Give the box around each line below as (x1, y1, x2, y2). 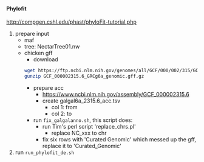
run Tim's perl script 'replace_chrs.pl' (42, 123, 136, 130)
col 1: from (51, 103, 78, 110)
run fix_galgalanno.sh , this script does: (33, 116, 133, 124)
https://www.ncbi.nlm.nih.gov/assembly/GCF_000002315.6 (42, 90, 189, 98)
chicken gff (24, 49, 53, 57)
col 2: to (51, 110, 72, 117)
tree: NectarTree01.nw (24, 43, 80, 50)
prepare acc (33, 84, 64, 91)
